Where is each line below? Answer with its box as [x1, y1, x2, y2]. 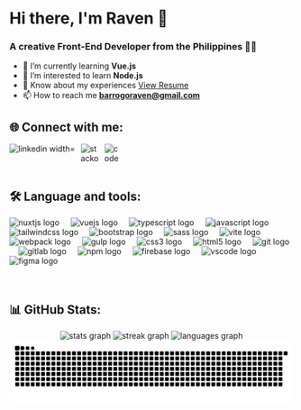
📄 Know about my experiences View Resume [22, 80, 189, 91]
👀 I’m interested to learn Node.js [22, 70, 143, 81]
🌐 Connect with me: [9, 119, 123, 134]
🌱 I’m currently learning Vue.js [22, 60, 137, 71]
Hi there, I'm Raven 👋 [9, 8, 169, 29]
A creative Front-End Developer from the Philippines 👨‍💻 [9, 41, 257, 53]
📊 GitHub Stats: [9, 302, 102, 317]
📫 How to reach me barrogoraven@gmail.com [22, 90, 201, 101]
